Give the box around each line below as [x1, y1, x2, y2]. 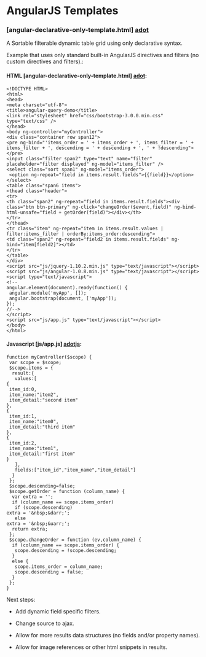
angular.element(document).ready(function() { [6, 284, 128, 290]
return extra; [12, 526, 48, 532]
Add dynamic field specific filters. [15, 607, 101, 615]
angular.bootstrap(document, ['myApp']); [9, 295, 117, 301]
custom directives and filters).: [6, 58, 84, 65]
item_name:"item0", [9, 418, 60, 424]
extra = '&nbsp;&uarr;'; [6, 520, 70, 527]
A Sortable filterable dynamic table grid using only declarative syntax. [6, 39, 183, 47]
